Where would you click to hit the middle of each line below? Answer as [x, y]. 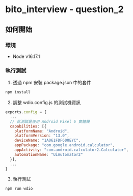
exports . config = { [26, 112]
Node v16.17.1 [26, 56]
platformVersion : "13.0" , [42, 136]
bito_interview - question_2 [64, 9]
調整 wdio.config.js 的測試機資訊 [46, 103]
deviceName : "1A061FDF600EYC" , [48, 141]
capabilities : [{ [28, 126]
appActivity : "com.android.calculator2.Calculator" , [72, 150]
